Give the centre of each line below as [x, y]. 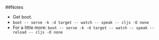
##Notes [14, 7]
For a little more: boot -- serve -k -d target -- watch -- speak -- [83, 27]
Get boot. [22, 17]
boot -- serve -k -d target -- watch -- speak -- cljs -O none [81, 22]
